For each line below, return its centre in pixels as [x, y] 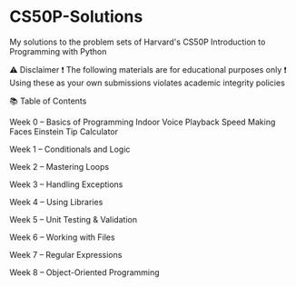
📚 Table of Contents [48, 101]
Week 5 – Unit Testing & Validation [74, 219]
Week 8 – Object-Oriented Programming [85, 272]
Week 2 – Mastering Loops [59, 166]
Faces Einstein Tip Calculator [64, 131]
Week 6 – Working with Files [62, 237]
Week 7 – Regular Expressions [66, 254]
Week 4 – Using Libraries [56, 202]
